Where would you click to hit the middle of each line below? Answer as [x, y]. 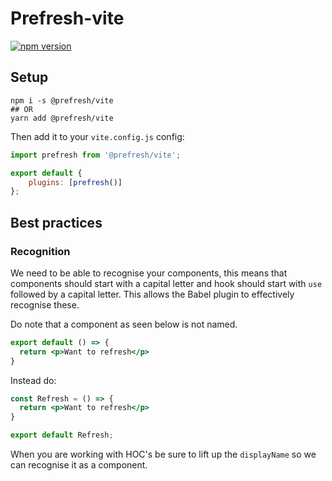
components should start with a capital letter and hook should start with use [166, 283]
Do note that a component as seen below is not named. [124, 324]
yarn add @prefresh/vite [62, 118]
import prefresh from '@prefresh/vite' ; [96, 155]
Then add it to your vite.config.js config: [97, 136]
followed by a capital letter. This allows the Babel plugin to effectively [152, 294]
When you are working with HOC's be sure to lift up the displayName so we [163, 454]
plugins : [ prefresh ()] [75, 182]
